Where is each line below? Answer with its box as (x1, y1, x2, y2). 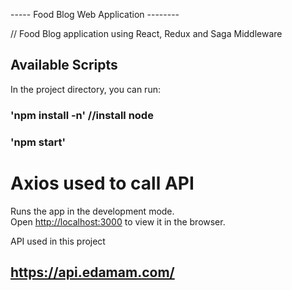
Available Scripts (10, 57, 118, 74)
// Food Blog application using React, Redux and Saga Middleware (10, 28, 283, 39)
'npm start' (10, 135, 67, 149)
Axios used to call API (10, 172, 195, 194)
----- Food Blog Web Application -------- (10, 9, 180, 20)
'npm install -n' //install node (10, 108, 154, 122)
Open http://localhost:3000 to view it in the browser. (10, 215, 226, 228)
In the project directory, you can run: (10, 83, 161, 95)
